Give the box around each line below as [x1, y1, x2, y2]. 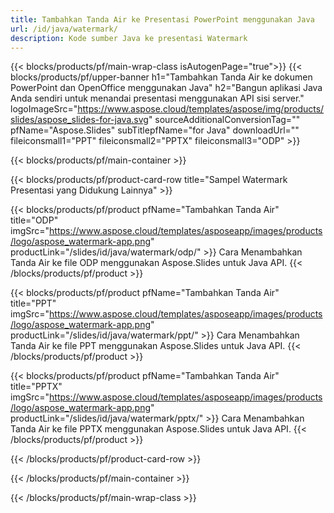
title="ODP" [10, 214, 59, 226]
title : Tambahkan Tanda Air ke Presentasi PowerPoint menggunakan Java [10, 14, 315, 25]
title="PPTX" [10, 381, 63, 393]
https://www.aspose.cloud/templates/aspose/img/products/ [77, 103, 325, 115]
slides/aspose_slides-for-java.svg [10, 114, 149, 126]
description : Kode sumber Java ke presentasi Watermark [10, 33, 248, 43]
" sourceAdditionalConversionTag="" [148, 114, 301, 126]
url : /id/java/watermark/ [10, 24, 118, 34]
